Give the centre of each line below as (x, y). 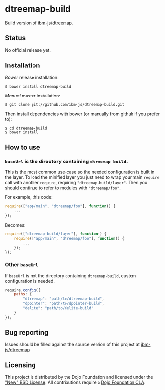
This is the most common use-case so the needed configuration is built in (80, 172)
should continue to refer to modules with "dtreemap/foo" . (63, 188)
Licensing (20, 365)
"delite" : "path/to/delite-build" (58, 308)
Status (16, 38)
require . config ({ (23, 290)
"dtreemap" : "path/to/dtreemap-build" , (64, 299)
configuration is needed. (30, 281)
